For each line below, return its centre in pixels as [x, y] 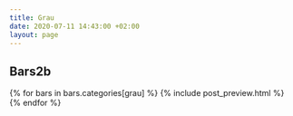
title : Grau [32, 18]
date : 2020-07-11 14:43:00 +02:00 [75, 26]
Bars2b [30, 71]
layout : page [34, 34]
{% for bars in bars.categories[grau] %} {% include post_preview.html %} [147, 93]
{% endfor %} [35, 103]
